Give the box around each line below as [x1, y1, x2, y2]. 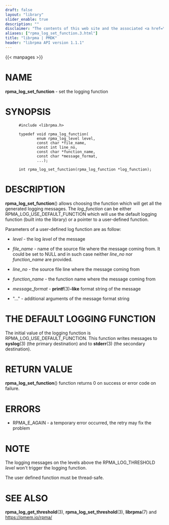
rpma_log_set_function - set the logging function [5, 88, 108, 94]
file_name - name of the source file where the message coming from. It [12, 246, 160, 252]
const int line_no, [37, 145, 78, 150]
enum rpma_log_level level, [37, 136, 96, 141]
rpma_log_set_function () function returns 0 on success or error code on [5, 380, 156, 386]
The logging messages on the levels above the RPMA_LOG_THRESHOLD [5, 459, 155, 465]
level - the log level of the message [12, 236, 86, 242]
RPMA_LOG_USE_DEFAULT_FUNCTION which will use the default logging [5, 211, 157, 217]
